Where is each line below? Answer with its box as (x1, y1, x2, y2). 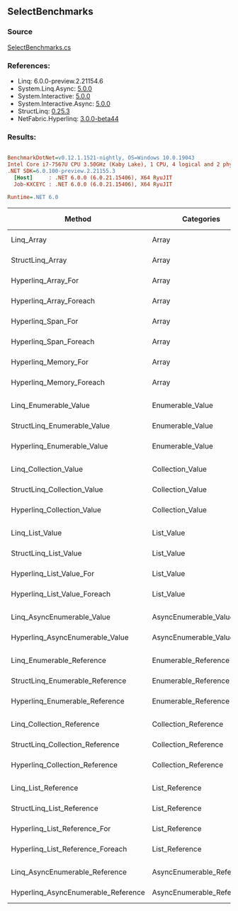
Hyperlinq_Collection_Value (11, 504, 101, 514)
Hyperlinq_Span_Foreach (11, 336, 95, 346)
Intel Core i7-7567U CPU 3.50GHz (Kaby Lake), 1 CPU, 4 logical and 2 (7, 161, 220, 169)
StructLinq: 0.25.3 (17, 106, 70, 115)
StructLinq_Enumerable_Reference (11, 676, 127, 686)
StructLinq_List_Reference (11, 803, 98, 813)
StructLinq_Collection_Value (11, 485, 103, 494)
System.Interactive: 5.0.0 (17, 91, 91, 100)
